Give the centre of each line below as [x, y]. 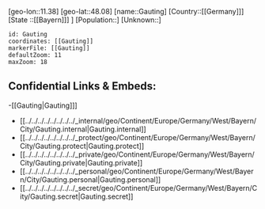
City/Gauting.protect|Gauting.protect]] [82, 146]
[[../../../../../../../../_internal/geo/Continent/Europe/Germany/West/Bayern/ [138, 120]
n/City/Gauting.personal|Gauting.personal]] [90, 179]
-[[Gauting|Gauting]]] [43, 105]
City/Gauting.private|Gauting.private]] [81, 162]
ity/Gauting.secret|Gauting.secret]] [76, 196]
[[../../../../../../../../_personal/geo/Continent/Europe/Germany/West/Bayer [137, 171]
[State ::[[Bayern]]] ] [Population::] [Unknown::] [85, 20]
